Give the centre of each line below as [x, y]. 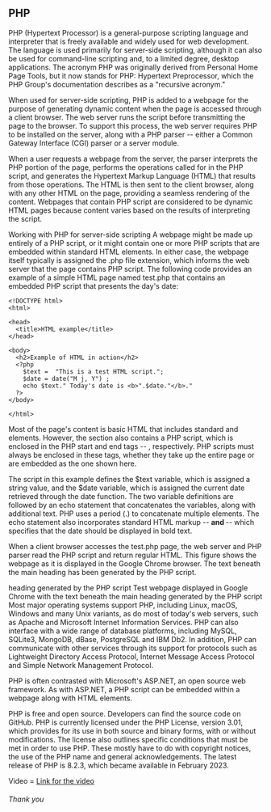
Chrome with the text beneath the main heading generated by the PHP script [135, 596]
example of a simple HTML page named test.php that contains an [117, 277]
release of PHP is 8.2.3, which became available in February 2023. [119, 765]
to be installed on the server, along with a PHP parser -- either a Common [131, 134]
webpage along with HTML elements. [71, 698]
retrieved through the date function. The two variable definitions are [121, 496]
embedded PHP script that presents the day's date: [94, 285]
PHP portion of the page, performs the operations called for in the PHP [126, 167]
